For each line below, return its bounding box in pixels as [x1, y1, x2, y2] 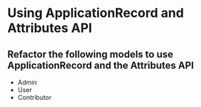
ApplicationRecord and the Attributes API [7, 59, 194, 72]
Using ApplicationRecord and [7, 5, 185, 21]
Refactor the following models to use [7, 48, 174, 60]
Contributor [17, 94, 52, 101]
